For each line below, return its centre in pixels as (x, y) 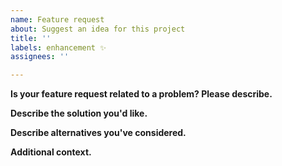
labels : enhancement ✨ (58, 47)
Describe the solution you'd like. (79, 113)
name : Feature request (57, 19)
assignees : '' (40, 57)
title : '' (31, 38)
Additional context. (51, 152)
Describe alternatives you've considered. (98, 133)
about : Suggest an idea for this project (98, 29)
